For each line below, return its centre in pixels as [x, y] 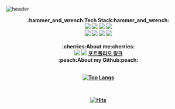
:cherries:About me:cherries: [98, 46]
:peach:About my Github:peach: [98, 60]
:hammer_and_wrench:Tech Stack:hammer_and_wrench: [98, 20]
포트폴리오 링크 [105, 53]
